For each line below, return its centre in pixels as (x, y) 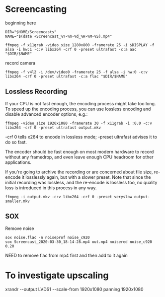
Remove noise (20, 228)
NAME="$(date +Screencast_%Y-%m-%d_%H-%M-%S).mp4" (59, 36)
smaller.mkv (17, 201)
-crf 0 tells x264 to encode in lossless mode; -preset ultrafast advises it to (81, 137)
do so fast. (16, 142)
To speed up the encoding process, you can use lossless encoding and (78, 109)
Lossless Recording (36, 92)
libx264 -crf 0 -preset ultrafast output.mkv (53, 128)
